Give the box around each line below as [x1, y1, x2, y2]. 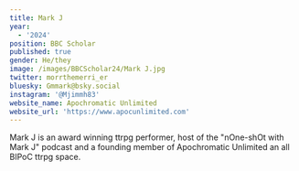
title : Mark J [9, 13, 64, 23]
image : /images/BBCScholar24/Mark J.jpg [9, 65, 166, 74]
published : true [9, 48, 71, 57]
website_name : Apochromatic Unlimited [9, 98, 157, 108]
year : [9, 22, 30, 31]
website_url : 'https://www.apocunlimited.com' [9, 107, 190, 116]
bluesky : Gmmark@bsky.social [9, 81, 121, 91]
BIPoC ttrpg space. [9, 152, 81, 163]
